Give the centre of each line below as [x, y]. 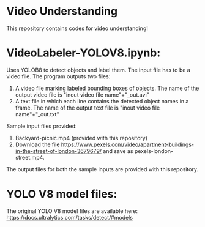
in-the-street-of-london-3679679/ [58, 151]
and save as [118, 151]
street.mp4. [30, 157]
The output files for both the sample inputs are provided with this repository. [102, 169]
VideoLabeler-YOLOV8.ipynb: [84, 53]
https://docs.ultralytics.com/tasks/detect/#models [70, 217]
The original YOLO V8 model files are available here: [72, 211]
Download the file [37, 144]
